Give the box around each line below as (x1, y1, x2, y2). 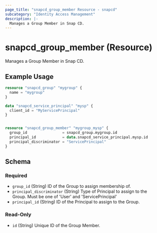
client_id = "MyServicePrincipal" (9, 108, 80, 113)
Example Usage (5, 72, 54, 81)
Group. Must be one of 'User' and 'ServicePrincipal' (12, 194, 117, 200)
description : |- (5, 16, 38, 21)
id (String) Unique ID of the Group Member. (12, 222, 101, 228)
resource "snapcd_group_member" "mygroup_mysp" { (5, 126, 109, 130)
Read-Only (5, 211, 32, 218)
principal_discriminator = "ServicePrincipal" (9, 139, 106, 144)
